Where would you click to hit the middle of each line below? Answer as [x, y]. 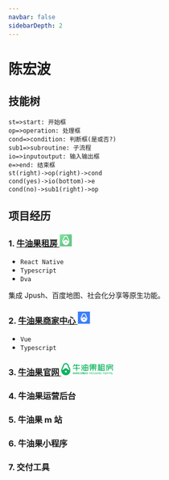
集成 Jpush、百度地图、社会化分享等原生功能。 [87, 296]
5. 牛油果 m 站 [35, 420]
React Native [42, 263]
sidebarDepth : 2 [35, 25]
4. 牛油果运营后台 [42, 396]
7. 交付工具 [29, 467]
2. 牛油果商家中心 [42, 321]
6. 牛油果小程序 [38, 444]
